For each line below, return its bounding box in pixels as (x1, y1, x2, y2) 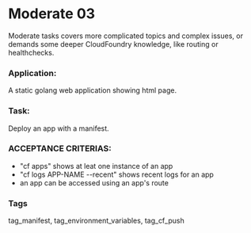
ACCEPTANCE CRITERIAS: (8, 143, 112, 155)
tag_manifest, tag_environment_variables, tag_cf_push (8, 216, 184, 226)
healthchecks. (8, 48, 55, 57)
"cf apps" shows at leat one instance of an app (19, 161, 173, 170)
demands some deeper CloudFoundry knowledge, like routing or (8, 39, 219, 48)
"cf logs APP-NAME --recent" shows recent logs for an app (19, 170, 214, 179)
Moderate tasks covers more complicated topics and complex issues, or (8, 31, 244, 40)
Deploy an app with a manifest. (8, 124, 109, 133)
